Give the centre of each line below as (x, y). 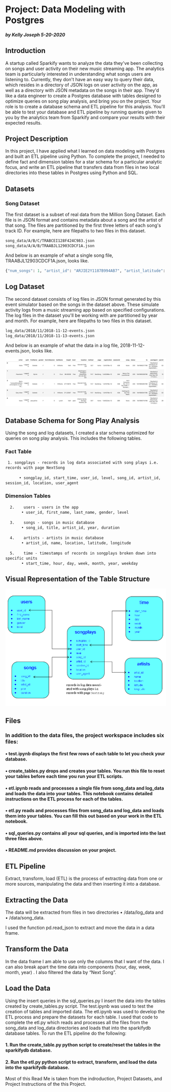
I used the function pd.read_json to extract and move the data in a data (80, 928)
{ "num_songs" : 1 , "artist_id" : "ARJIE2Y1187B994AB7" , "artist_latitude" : (86, 271)
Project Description (37, 139)
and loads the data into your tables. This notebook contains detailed (79, 793)
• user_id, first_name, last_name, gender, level (75, 512)
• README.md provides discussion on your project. (61, 850)
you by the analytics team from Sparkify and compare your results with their (85, 117)
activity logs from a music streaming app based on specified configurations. (86, 310)
